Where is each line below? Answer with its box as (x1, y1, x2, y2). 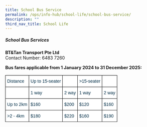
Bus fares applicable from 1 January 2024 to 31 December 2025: (5, 65, 142, 71)
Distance (7, 78, 25, 84)
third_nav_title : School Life (5, 21, 69, 27)
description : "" (5, 17, 39, 22)
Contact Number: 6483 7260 (5, 55, 65, 61)
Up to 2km (7, 101, 28, 107)
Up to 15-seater (30, 78, 61, 84)
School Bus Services (5, 37, 49, 43)
